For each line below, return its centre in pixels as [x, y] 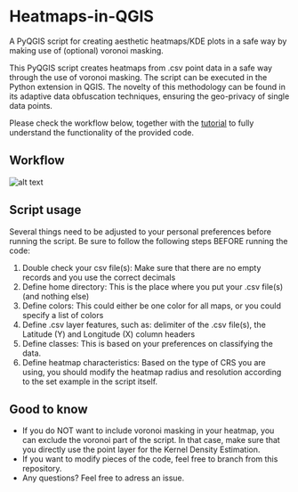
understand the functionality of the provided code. [101, 132]
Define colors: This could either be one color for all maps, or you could [152, 306]
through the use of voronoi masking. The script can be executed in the [138, 77]
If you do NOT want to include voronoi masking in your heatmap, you [148, 430]
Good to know [48, 409]
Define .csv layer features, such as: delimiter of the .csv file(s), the [144, 324]
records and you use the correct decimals [99, 277]
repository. [42, 469]
